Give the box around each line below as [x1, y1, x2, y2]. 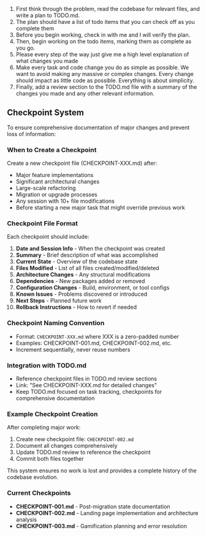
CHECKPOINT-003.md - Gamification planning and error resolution [15, 522, 188, 529]
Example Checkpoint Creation [7, 410, 98, 418]
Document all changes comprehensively [15, 442, 118, 450]
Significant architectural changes [15, 178, 100, 186]
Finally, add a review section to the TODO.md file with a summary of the [15, 83, 197, 91]
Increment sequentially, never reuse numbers [15, 345, 131, 353]
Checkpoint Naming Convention [7, 319, 105, 327]
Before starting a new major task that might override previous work [15, 204, 186, 211]
